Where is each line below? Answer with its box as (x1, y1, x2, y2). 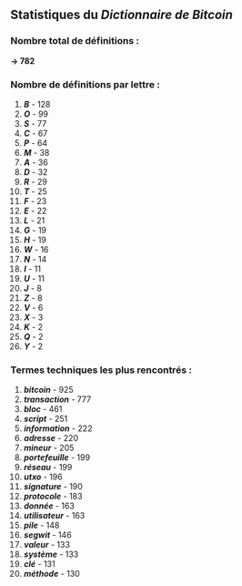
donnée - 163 (23, 500, 76, 511)
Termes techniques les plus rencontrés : (10, 364, 192, 376)
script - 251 (23, 414, 68, 425)
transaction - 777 (23, 394, 92, 405)
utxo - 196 (23, 471, 63, 482)
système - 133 (23, 549, 79, 560)
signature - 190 (23, 481, 83, 492)
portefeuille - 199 (23, 452, 90, 463)
